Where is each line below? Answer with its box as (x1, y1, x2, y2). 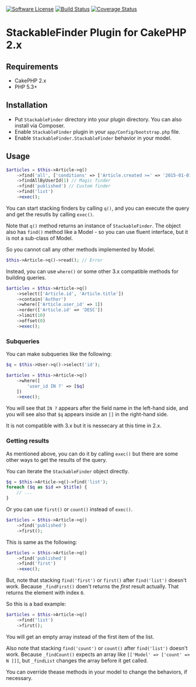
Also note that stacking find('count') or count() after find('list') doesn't (6, 644, 188, 651)
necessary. (6, 674, 33, 681)
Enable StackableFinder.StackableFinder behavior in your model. (14, 134, 172, 141)
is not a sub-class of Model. (6, 234, 73, 241)
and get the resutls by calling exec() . (6, 210, 94, 218)
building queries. (6, 274, 47, 281)
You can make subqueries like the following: (6, 351, 112, 358)
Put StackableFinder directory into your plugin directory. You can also (14, 116, 182, 123)
